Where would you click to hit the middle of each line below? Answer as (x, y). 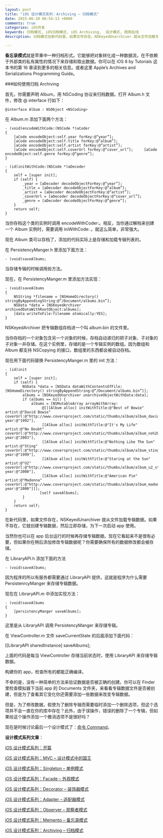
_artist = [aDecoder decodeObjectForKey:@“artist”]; (77, 192)
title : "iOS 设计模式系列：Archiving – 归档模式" (52, 14)
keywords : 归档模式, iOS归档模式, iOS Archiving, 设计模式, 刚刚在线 (72, 32)
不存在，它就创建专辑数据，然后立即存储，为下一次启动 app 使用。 (72, 525)
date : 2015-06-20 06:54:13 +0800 (39, 18)
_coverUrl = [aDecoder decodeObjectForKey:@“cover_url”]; (82, 196)
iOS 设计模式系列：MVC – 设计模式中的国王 (48, 758)
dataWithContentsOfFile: (97, 386)
